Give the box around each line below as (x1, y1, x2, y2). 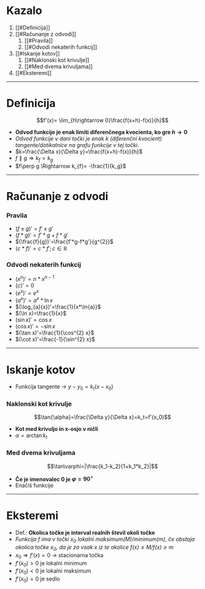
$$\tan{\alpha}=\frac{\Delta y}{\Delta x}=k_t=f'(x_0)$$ (34, 413, 171, 421)
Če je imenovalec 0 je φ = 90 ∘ (15, 474, 93, 483)
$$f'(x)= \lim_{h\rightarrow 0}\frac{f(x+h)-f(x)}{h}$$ (36, 117, 169, 124)
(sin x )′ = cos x (15, 316, 52, 323)
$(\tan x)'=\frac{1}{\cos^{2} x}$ (15, 329, 95, 336)
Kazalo (6, 4, 43, 18)
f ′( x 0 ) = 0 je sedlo (15, 575, 60, 584)
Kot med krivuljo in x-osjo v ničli (15, 425, 99, 433)
